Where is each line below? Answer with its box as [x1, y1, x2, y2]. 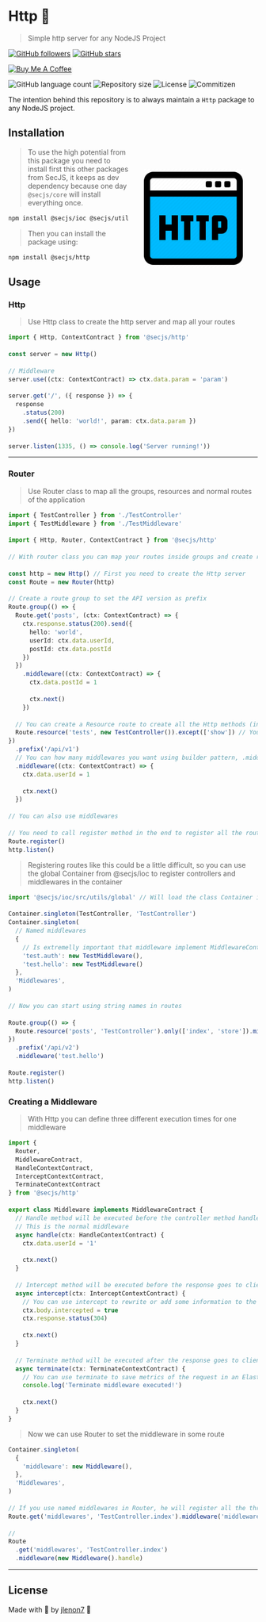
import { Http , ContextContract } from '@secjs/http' [8, 333, 190, 342]
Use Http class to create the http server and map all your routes [27, 317, 236, 327]
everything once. [27, 197, 83, 207]
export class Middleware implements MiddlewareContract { [8, 1206, 203, 1214]
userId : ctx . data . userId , [28, 636, 115, 645]
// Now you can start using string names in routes [8, 1002, 182, 1010]
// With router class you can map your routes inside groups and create [8, 553, 253, 562]
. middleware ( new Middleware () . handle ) [15, 1555, 144, 1563]
